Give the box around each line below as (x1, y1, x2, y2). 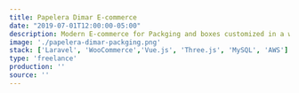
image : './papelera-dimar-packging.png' (9, 37, 162, 47)
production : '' (9, 63, 66, 72)
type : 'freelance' (9, 54, 77, 63)
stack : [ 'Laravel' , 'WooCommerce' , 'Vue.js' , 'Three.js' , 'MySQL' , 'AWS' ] (9, 46, 289, 55)
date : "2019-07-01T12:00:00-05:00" (9, 21, 141, 30)
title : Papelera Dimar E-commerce (9, 12, 138, 22)
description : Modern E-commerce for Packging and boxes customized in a (9, 29, 285, 38)
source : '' (9, 71, 50, 80)
